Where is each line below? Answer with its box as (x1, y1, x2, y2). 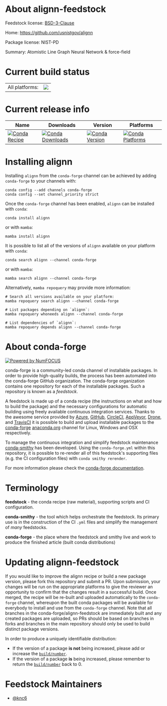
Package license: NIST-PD (5, 39, 59, 45)
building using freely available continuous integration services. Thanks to (5, 408, 155, 414)
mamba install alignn (5, 234, 50, 239)
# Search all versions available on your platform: (5, 294, 114, 299)
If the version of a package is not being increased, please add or (12, 645, 145, 651)
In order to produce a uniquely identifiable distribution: (5, 635, 117, 641)
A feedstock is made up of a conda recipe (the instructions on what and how (5, 398, 162, 404)
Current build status (5, 66, 90, 78)
